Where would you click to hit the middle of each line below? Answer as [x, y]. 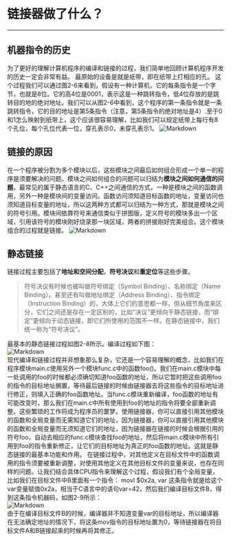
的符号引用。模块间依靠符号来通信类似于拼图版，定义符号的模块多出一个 [109, 213]
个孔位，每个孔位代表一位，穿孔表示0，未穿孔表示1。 [82, 128]
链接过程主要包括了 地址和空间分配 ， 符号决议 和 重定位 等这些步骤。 [100, 272]
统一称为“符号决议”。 [54, 329]
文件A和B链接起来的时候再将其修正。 [65, 531]
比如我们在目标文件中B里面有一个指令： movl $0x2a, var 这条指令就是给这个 [115, 480]
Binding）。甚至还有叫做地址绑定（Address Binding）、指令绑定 [112, 295]
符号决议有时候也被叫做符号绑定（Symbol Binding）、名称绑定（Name [122, 286]
